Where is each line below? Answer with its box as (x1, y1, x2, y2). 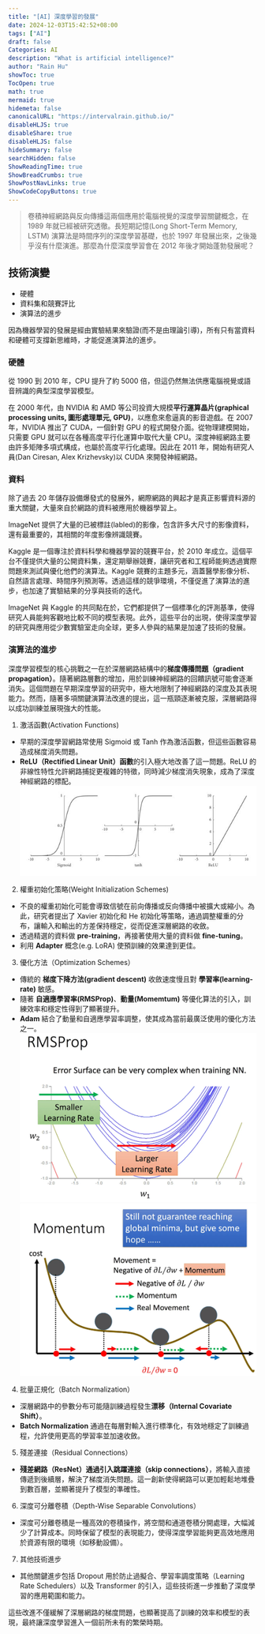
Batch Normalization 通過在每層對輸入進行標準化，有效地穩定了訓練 (19, 1422, 243, 1431)
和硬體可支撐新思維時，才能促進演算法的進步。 (8, 335, 160, 344)
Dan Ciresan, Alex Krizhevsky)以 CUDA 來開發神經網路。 (17, 453, 202, 462)
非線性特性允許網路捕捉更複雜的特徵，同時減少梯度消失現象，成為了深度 (19, 766, 255, 776)
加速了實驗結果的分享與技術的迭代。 (28, 586, 147, 595)
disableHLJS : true (8, 121, 69, 130)
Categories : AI (8, 46, 58, 54)
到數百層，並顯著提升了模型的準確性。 (19, 1485, 144, 1494)
